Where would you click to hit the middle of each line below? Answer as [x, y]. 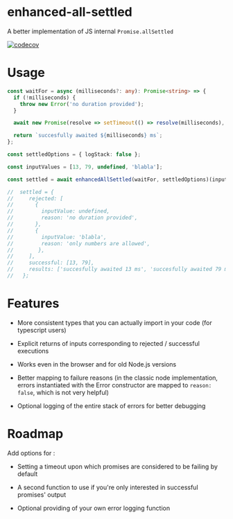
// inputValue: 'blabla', [57, 237]
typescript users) [42, 330]
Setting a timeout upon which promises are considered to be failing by [118, 466]
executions [33, 351]
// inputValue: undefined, [59, 211]
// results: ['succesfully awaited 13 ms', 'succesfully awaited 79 [114, 270]
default [27, 474]
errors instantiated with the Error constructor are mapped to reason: [114, 385]
